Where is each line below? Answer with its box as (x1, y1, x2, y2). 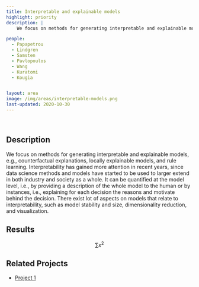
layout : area (6, 90, 38, 97)
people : (6, 36, 25, 42)
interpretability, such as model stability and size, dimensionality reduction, (6, 201, 187, 208)
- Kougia (11, 75, 33, 81)
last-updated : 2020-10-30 (6, 101, 70, 107)
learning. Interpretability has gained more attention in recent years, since (6, 163, 184, 170)
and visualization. (6, 207, 49, 214)
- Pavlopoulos (11, 58, 46, 64)
